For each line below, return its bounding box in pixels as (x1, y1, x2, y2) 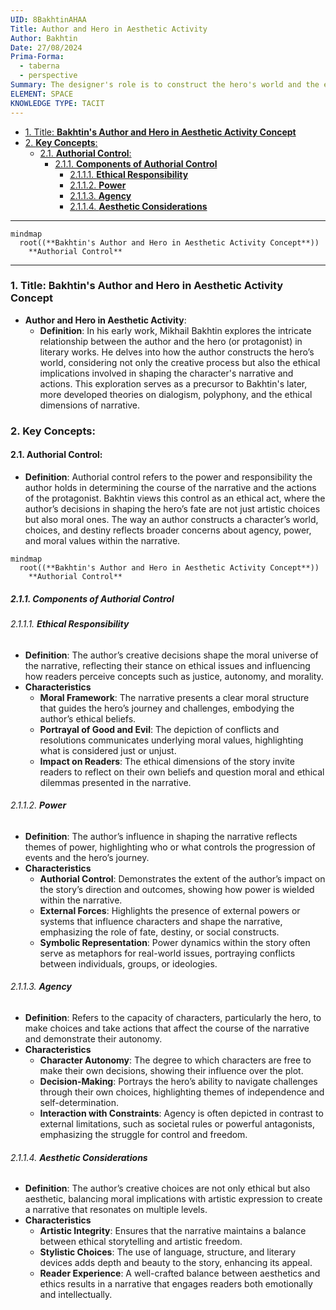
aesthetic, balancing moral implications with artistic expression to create (24, 1193, 323, 1205)
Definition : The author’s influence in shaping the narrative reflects (24, 830, 298, 842)
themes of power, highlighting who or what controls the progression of (24, 841, 316, 853)
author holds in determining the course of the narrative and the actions (24, 481, 317, 493)
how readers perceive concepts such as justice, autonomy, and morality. (24, 670, 324, 682)
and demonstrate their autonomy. (24, 1032, 163, 1045)
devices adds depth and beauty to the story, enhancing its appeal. (39, 1257, 313, 1269)
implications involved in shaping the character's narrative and (39, 367, 294, 379)
